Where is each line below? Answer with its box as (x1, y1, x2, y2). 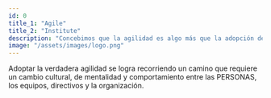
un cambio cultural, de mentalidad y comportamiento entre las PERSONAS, (8, 72, 257, 82)
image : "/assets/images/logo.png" (8, 42, 125, 50)
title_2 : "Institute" (8, 27, 81, 35)
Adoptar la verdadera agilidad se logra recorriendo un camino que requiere (8, 63, 258, 73)
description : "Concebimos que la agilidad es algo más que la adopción (8, 34, 254, 43)
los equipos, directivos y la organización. (8, 81, 144, 91)
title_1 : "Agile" (8, 19, 67, 27)
